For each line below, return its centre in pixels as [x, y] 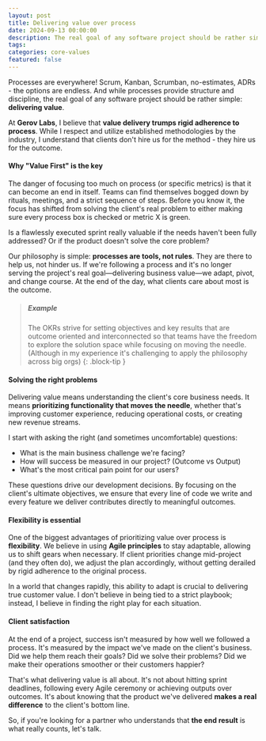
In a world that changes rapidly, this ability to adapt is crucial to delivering [128, 587]
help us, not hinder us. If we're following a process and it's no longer [120, 265]
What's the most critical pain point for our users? [99, 470]
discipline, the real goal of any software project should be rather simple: [125, 99]
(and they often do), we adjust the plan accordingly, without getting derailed [132, 563]
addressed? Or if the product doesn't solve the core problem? [109, 241]
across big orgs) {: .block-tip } [77, 361]
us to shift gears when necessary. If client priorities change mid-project [125, 554]
